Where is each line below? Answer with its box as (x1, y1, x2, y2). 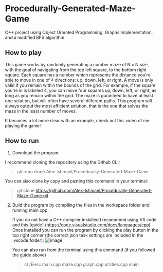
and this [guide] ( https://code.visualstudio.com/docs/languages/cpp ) (12, 222, 151, 228)
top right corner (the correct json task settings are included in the (12, 232, 144, 238)
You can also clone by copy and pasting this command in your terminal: (5, 178, 148, 184)
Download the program (12, 149, 59, 156)
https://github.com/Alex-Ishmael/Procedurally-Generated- (36, 187, 152, 193)
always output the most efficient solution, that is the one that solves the (5, 103, 148, 109)
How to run (5, 137, 39, 145)
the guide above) (12, 252, 46, 258)
